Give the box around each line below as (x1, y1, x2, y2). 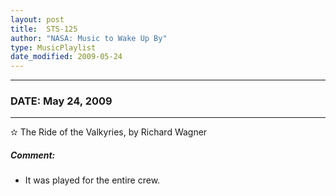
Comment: (10, 149, 56, 161)
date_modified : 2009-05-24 (10, 52, 123, 62)
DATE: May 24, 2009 (10, 94, 113, 108)
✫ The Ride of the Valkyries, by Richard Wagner (10, 126, 208, 138)
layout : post (10, 14, 65, 25)
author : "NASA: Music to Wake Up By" (10, 33, 168, 43)
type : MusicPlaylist (10, 42, 97, 53)
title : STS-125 (10, 24, 78, 34)
